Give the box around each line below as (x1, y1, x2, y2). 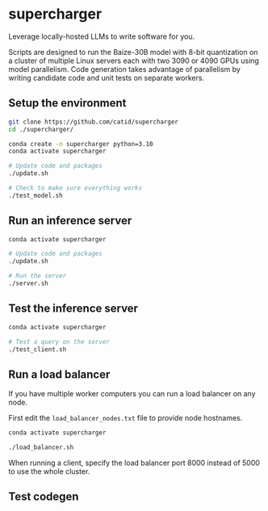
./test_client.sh (8, 345, 67, 354)
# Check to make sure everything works (8, 184, 143, 192)
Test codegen (8, 490, 79, 504)
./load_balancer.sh (8, 443, 74, 452)
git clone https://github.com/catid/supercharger (8, 118, 179, 126)
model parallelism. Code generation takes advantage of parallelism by (8, 64, 241, 73)
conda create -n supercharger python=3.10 (8, 140, 153, 148)
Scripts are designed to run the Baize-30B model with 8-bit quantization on (8, 47, 258, 57)
